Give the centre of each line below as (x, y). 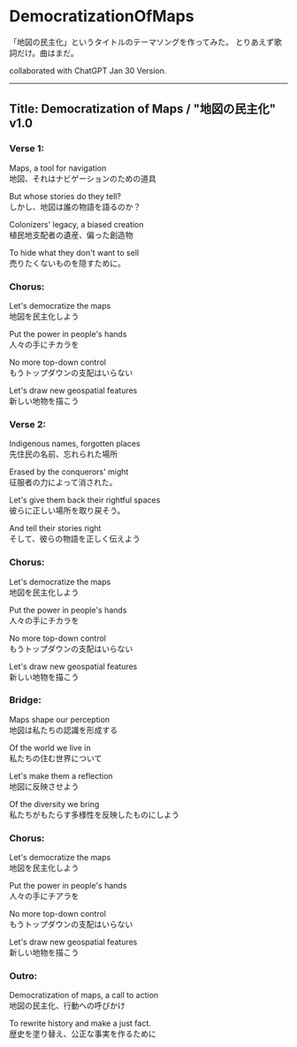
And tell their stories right (55, 528)
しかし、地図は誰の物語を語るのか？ (75, 206)
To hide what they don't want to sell (74, 252)
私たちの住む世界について (56, 758)
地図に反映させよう (44, 786)
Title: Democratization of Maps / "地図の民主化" (143, 109)
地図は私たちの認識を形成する (63, 730)
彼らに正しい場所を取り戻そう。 (67, 511)
